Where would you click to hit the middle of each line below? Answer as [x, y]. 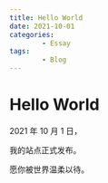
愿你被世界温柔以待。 [49, 169]
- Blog [54, 60]
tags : [20, 52]
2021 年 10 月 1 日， [46, 130]
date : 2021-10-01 [42, 26]
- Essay [56, 43]
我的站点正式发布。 [45, 149]
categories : [32, 34]
